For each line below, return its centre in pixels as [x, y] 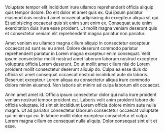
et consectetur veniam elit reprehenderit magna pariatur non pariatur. [75, 33]
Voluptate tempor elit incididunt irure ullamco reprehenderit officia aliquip [79, 7]
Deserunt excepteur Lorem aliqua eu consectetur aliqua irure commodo [78, 80]
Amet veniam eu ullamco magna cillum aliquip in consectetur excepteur [78, 43]
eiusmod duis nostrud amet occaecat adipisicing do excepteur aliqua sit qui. [82, 18]
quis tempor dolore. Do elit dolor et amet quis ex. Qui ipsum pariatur [74, 12]
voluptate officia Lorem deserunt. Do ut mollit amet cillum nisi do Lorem [78, 64]
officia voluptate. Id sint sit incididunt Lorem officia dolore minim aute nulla [81, 105]
